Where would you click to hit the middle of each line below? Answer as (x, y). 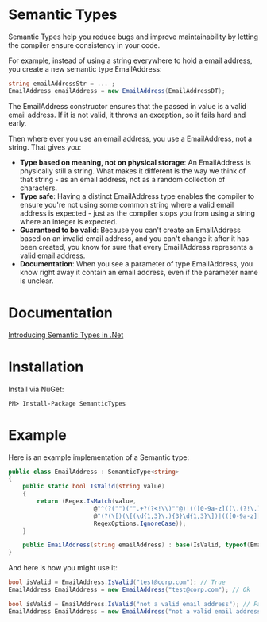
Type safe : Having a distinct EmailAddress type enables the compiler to (137, 196)
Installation (46, 367)
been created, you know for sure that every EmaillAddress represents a (136, 247)
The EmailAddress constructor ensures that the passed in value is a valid (128, 106)
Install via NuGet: (36, 389)
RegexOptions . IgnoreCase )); (140, 523)
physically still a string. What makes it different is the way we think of (133, 171)
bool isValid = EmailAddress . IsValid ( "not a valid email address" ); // (129, 604)
